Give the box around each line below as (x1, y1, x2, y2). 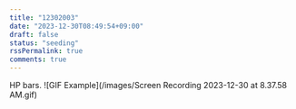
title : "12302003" (9, 13, 79, 23)
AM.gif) (9, 89, 38, 100)
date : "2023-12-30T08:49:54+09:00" (9, 22, 144, 31)
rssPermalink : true (9, 47, 84, 56)
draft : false (9, 30, 59, 39)
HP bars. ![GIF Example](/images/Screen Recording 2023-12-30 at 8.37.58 (9, 80, 288, 90)
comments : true (9, 55, 67, 64)
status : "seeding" (9, 38, 79, 48)
